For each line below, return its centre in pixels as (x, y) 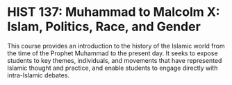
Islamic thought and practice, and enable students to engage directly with (113, 68)
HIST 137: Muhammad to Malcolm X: (114, 12)
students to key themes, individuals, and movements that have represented (115, 60)
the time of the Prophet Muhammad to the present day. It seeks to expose (113, 53)
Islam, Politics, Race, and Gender (104, 27)
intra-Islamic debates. (39, 75)
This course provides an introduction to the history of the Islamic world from (116, 46)
